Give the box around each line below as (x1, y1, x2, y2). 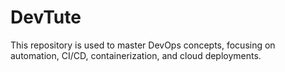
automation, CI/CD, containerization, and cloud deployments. (10, 49, 262, 61)
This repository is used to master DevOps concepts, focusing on (10, 39, 276, 51)
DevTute (10, 6, 82, 29)
